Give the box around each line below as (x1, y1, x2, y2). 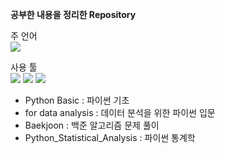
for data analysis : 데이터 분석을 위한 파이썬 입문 (24, 107, 216, 118)
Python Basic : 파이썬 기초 (24, 94, 130, 106)
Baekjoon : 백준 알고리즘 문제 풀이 (24, 119, 160, 131)
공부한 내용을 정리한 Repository (10, 9, 137, 20)
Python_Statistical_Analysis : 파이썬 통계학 (24, 132, 196, 143)
